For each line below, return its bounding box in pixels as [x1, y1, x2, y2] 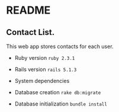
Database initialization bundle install [14, 100, 108, 107]
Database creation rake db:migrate [14, 89, 101, 95]
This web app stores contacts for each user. [6, 43, 114, 50]
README [6, 4, 51, 17]
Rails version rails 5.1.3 [14, 66, 77, 73]
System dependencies [14, 78, 70, 84]
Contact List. [6, 27, 55, 37]
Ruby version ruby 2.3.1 [14, 55, 75, 61]
